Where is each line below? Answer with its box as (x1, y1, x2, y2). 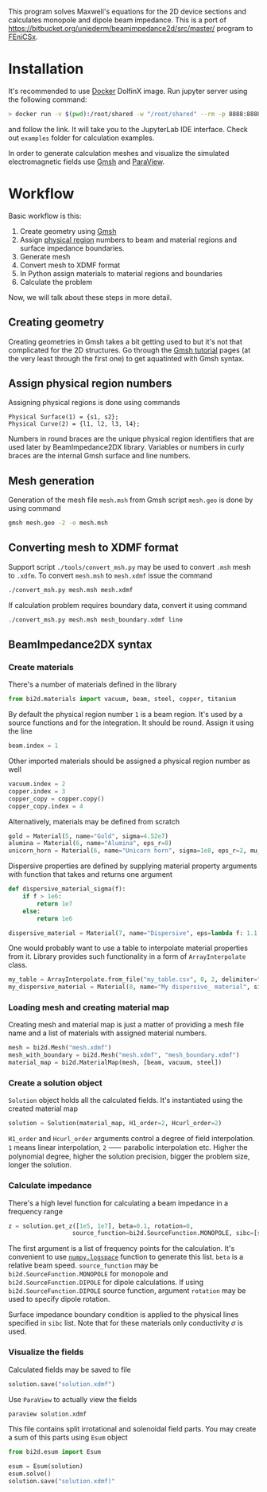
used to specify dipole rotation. (8, 1295, 110, 1304)
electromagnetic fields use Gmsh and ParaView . (8, 157, 165, 166)
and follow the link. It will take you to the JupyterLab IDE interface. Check (8, 124, 249, 134)
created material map (8, 1104, 78, 1113)
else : (22, 907, 41, 915)
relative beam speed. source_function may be (8, 1260, 159, 1270)
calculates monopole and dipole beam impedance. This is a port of (8, 15, 226, 25)
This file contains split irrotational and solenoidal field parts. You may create (8, 1424, 257, 1434)
